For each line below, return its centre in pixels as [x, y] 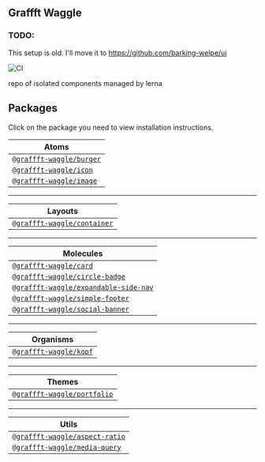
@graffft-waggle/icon [52, 170]
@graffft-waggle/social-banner [71, 309]
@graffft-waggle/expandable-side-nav [83, 287]
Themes [63, 381]
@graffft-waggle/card [52, 265]
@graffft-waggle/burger [57, 159]
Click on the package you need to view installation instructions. [111, 127]
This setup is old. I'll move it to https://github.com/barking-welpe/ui [118, 53]
